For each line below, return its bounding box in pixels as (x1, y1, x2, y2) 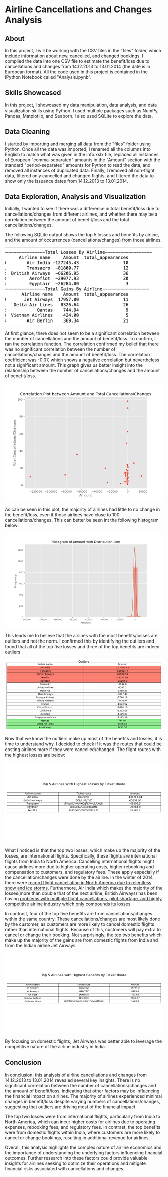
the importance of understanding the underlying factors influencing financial (5, 1149, 163, 1156)
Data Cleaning (5, 127, 50, 136)
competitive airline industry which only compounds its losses (5, 901, 131, 907)
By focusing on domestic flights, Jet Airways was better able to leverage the (5, 1038, 162, 1044)
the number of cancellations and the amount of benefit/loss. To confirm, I (5, 336, 156, 342)
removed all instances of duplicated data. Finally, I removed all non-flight (5, 167, 155, 173)
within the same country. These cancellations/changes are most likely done (5, 916, 161, 922)
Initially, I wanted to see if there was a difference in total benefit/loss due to (5, 206, 160, 212)
